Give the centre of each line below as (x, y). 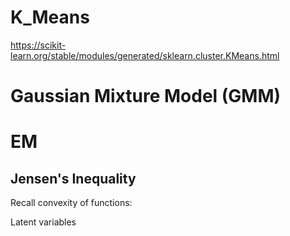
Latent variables (43, 222)
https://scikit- (38, 45)
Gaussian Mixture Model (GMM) (146, 96)
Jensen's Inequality (73, 178)
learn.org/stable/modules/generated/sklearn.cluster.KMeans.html (145, 55)
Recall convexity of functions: (71, 203)
